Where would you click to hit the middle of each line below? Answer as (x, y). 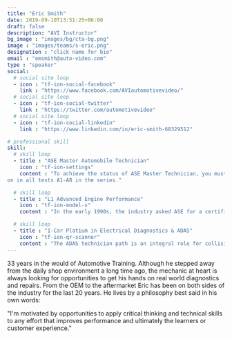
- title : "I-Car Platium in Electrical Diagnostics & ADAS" (103, 231)
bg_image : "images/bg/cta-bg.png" (58, 39)
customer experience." (40, 328)
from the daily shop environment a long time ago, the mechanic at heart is (112, 271)
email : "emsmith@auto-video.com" (57, 59)
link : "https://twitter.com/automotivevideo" (88, 110)
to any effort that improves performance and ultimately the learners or (107, 320)
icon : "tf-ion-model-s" (55, 205)
